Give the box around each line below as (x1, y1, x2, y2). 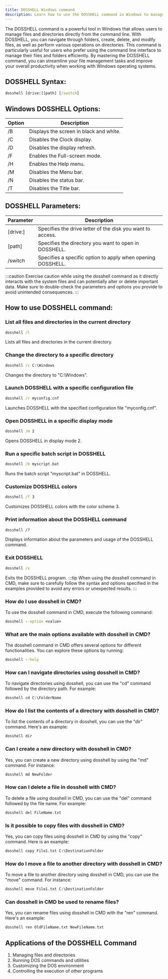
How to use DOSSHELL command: (5, 303, 113, 312)
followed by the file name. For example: (5, 800, 86, 806)
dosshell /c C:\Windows (5, 363, 55, 368)
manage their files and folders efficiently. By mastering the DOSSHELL (5, 52, 150, 58)
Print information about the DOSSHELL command (5, 516, 126, 523)
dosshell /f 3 (5, 494, 35, 500)
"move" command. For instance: (5, 877, 71, 883)
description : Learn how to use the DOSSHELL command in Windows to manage (5, 12, 164, 17)
